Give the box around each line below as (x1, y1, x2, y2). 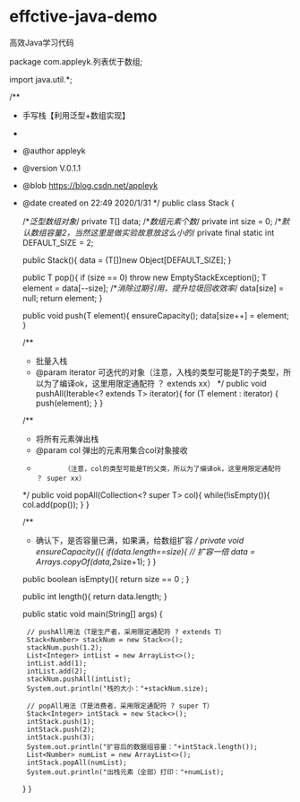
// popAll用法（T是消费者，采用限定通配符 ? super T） (26, 702, 214, 710)
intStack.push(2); (26, 725, 96, 734)
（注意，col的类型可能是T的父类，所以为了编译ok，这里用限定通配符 (64, 464, 282, 473)
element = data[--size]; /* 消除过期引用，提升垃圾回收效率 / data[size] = (21, 283, 285, 293)
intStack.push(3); (26, 733, 96, 742)
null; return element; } (21, 292, 103, 303)
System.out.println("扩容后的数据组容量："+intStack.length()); (26, 742, 258, 751)
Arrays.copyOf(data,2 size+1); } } (35, 556, 157, 567)
